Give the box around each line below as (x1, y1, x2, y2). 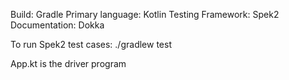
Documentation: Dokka (10, 19, 105, 31)
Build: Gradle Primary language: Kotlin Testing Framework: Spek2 (10, 9, 280, 20)
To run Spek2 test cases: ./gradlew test (10, 39, 172, 50)
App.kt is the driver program (10, 58, 127, 69)
